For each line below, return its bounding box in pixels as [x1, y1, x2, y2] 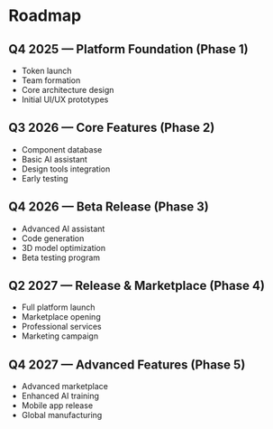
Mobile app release [21, 400, 94, 411]
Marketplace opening [21, 312, 101, 322]
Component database [21, 144, 103, 154]
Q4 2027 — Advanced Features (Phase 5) [8, 357, 246, 372]
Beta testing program [21, 252, 101, 263]
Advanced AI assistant [21, 223, 105, 234]
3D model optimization [21, 242, 106, 253]
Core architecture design [21, 85, 114, 95]
